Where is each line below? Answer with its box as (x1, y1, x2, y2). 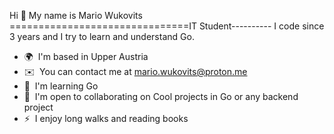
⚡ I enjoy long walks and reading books (23, 113, 189, 124)
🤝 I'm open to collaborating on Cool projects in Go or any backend (23, 91, 299, 102)
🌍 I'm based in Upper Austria (23, 51, 149, 62)
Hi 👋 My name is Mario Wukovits (9, 10, 143, 21)
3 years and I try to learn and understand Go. (9, 31, 195, 42)
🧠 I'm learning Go (23, 80, 99, 92)
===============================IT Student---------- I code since (9, 20, 325, 32)
